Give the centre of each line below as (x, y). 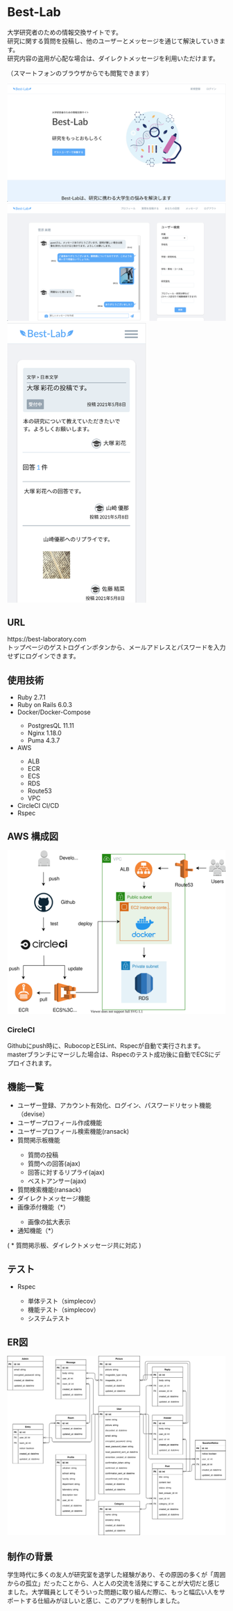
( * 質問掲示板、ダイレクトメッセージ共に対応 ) (74, 1245)
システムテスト (49, 1318)
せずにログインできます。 (43, 656)
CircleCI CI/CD (38, 805)
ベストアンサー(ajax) (57, 1181)
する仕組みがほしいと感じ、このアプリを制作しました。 (104, 1601)
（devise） (33, 1113)
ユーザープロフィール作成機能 (60, 1122)
